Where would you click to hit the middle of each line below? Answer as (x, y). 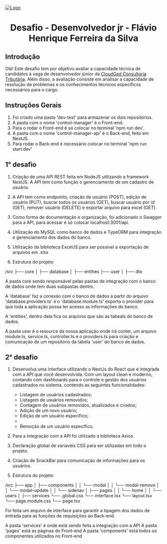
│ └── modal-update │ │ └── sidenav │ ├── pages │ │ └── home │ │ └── (83, 490)
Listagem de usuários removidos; (54, 400)
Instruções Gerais (33, 105)
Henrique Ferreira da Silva (83, 39)
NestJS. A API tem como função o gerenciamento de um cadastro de (83, 182)
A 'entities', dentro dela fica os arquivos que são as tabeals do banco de (79, 316)
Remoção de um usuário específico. (57, 426)
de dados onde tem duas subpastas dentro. (50, 286)
